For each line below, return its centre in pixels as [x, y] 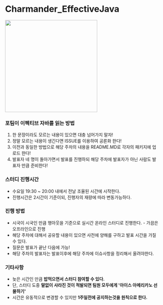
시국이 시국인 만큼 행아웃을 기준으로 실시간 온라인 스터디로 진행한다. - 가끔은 [85, 222]
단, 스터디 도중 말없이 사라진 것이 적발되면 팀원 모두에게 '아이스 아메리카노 [82, 285]
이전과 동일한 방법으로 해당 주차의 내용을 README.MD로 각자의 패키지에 [81, 147]
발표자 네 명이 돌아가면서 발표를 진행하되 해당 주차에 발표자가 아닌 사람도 [81, 159]
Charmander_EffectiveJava [62, 9]
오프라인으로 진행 [29, 229]
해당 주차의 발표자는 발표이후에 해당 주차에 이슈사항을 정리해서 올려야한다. [83, 253]
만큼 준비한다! [35, 166]
